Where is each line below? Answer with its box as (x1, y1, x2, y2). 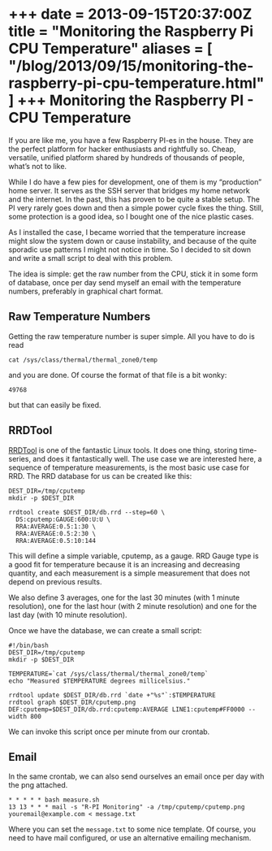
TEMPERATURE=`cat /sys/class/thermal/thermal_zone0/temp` (8, 670, 209, 678)
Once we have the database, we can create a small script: (8, 625, 202, 635)
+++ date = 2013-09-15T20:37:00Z (8, 5, 253, 24)
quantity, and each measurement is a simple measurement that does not (8, 568, 250, 578)
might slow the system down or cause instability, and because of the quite (8, 236, 257, 245)
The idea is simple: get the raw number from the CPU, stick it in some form (8, 269, 258, 279)
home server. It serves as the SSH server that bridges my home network (8, 185, 250, 195)
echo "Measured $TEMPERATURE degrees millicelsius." (8, 676, 191, 685)
